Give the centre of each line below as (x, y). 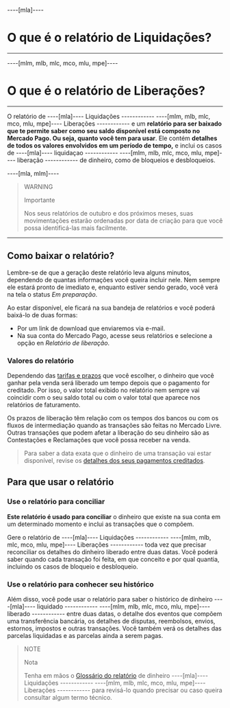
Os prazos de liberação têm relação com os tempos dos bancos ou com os (113, 418)
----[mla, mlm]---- (33, 173)
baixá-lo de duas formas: (42, 315)
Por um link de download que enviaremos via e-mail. (91, 328)
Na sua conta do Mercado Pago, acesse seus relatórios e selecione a (115, 335)
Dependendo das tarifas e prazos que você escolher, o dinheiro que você (111, 375)
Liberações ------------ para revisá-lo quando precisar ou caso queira (123, 690)
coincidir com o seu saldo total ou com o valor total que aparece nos (104, 397)
